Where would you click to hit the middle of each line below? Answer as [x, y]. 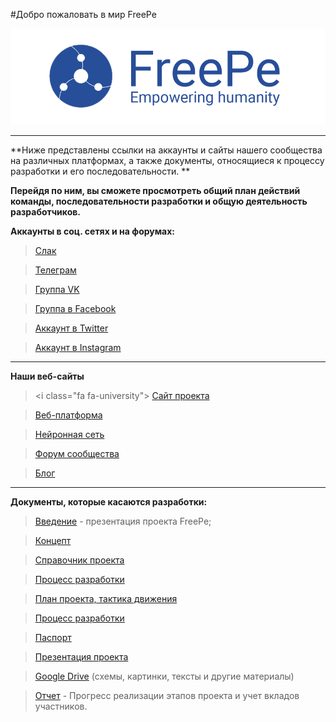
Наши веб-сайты [47, 376]
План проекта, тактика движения [106, 599]
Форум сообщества [77, 454]
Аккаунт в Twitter [71, 328]
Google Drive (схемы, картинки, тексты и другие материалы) [164, 676]
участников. [61, 706]
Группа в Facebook [75, 309]
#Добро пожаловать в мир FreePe [83, 14]
